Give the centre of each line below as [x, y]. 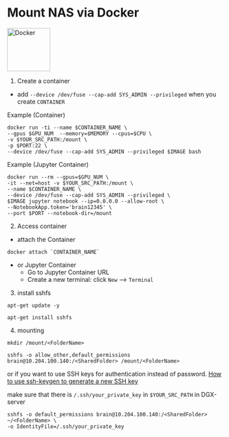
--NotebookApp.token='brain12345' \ [59, 207]
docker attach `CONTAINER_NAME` [53, 252]
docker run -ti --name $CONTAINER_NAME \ [67, 128]
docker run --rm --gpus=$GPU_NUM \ [58, 177]
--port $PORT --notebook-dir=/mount [59, 213]
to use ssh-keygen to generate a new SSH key [73, 381]
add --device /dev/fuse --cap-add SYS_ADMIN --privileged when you [117, 94]
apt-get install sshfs [40, 317]
